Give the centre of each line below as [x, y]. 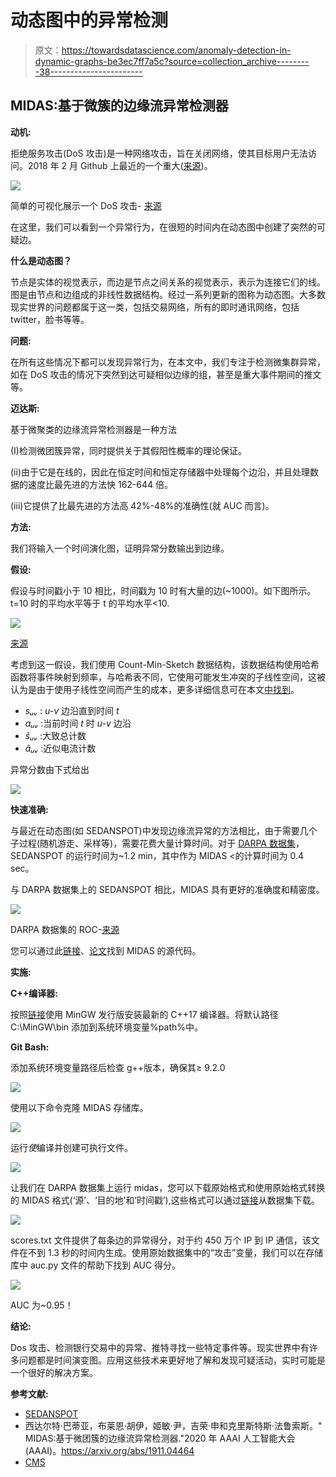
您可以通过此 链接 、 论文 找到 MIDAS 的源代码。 [106, 950]
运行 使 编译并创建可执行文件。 [71, 1147]
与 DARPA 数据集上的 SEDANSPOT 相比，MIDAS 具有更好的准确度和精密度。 [167, 889]
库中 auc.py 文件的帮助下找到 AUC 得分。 [96, 1265]
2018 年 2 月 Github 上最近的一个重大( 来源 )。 [120, 165]
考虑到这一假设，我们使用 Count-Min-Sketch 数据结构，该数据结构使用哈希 [165, 664]
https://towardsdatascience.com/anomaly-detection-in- [176, 50]
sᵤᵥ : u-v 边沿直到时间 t [72, 710]
